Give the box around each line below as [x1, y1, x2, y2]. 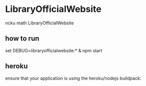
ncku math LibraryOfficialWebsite [5, 20, 74, 26]
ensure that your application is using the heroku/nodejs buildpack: [5, 75, 141, 81]
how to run [5, 34, 39, 43]
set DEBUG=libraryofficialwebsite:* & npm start [5, 47, 102, 53]
